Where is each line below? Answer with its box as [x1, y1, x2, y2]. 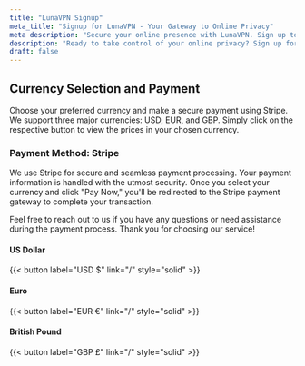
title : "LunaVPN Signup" [9, 13, 103, 23]
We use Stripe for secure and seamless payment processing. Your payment [9, 167, 292, 178]
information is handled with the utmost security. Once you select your [9, 177, 270, 188]
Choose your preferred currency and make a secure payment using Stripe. [9, 104, 289, 115]
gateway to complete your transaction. [9, 196, 154, 207]
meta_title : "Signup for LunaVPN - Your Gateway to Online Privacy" [9, 22, 274, 31]
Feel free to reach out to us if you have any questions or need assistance [9, 214, 282, 225]
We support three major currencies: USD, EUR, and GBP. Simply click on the [9, 114, 293, 125]
